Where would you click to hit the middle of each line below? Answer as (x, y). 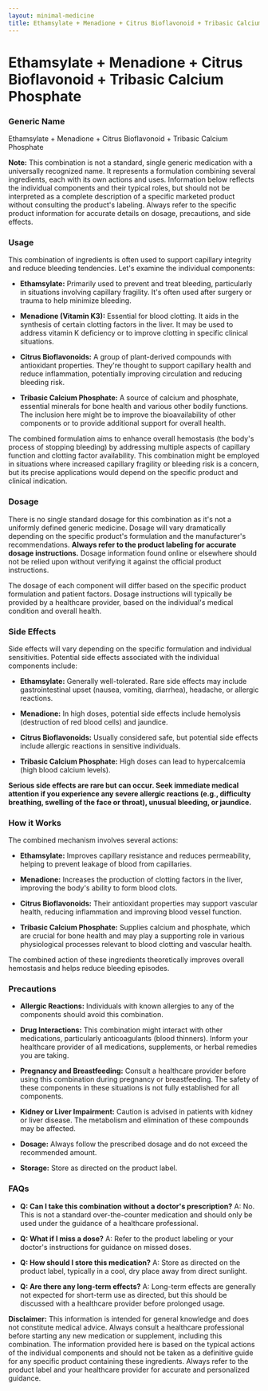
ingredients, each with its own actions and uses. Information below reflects (132, 179)
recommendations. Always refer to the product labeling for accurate (122, 544)
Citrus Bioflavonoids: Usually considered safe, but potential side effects (139, 737)
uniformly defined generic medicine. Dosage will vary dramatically (117, 528)
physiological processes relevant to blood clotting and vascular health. (136, 945)
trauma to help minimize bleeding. (75, 301)
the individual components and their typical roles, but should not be (119, 187)
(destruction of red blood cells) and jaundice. (94, 721)
